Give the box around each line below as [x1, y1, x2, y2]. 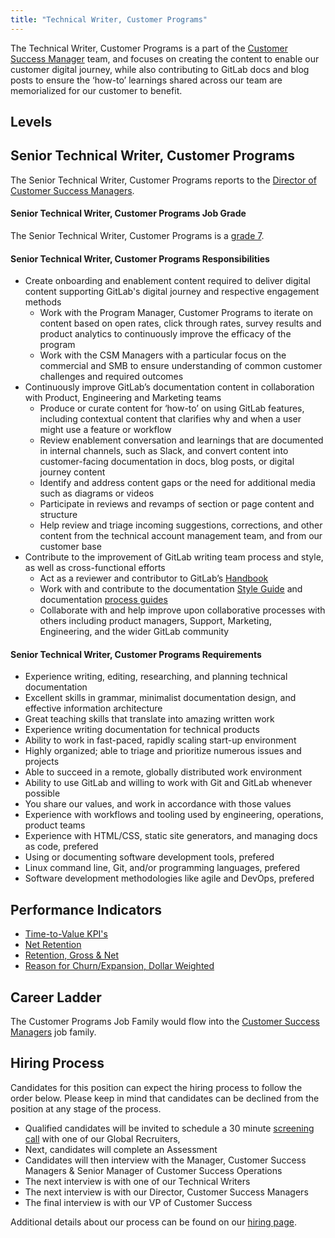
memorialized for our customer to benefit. [10, 84, 183, 96]
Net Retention [24, 939, 82, 951]
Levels [10, 114, 53, 131]
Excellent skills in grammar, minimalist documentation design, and [24, 692, 297, 704]
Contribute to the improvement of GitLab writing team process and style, [24, 551, 324, 563]
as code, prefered [24, 841, 99, 853]
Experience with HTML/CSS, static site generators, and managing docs [24, 830, 318, 842]
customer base [39, 541, 102, 553]
